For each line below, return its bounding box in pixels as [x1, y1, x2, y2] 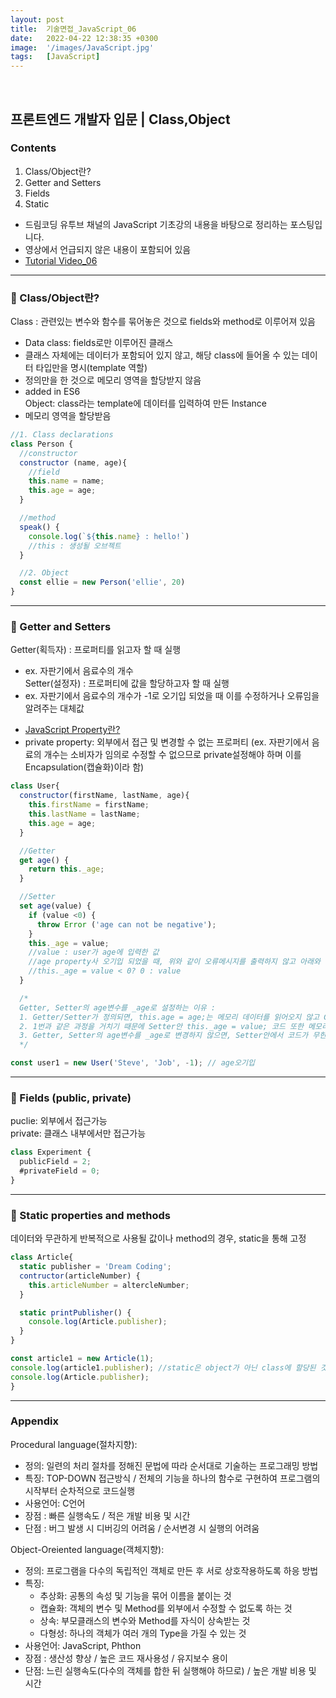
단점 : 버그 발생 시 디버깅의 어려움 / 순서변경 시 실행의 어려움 [24, 1522, 260, 1534]
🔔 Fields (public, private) [10, 1091, 132, 1105]
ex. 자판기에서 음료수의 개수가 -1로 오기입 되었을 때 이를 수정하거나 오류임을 [24, 690, 320, 702]
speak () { [19, 522, 60, 532]
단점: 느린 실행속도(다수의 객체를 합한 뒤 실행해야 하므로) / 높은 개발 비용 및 [24, 1664, 317, 1676]
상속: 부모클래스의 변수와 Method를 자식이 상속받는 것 [39, 1614, 251, 1626]
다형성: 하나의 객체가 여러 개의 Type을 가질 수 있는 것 [39, 1627, 247, 1639]
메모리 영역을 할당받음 [24, 410, 112, 422]
